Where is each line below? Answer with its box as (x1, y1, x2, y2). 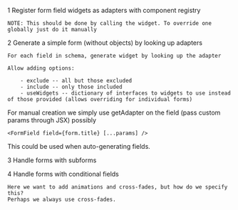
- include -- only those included (20, 83, 123, 90)
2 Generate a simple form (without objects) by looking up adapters (7, 38, 203, 47)
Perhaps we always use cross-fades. (7, 196, 116, 203)
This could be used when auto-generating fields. (7, 142, 151, 150)
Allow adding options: (7, 65, 75, 72)
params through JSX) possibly (7, 116, 97, 124)
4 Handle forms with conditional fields (7, 170, 120, 178)
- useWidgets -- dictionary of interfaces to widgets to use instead (20, 90, 232, 97)
